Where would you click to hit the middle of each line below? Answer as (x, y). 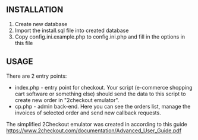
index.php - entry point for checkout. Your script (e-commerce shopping (103, 87)
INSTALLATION (35, 10)
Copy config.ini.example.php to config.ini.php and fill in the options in (100, 36)
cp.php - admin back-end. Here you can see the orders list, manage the (103, 106)
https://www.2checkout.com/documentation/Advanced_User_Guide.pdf (94, 131)
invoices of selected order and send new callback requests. (88, 113)
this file (24, 43)
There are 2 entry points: (37, 76)
